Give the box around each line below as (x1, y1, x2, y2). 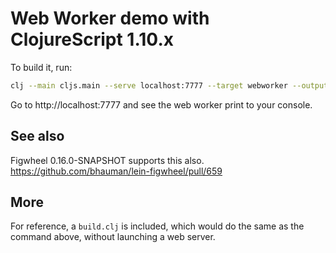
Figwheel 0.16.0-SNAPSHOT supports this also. (10, 154, 205, 166)
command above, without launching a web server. (10, 231, 216, 243)
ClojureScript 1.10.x (10, 28, 174, 51)
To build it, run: (10, 61, 73, 73)
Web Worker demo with (10, 7, 210, 30)
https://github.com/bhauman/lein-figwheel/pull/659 (10, 165, 223, 177)
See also (10, 128, 65, 145)
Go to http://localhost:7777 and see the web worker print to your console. (10, 98, 313, 111)
